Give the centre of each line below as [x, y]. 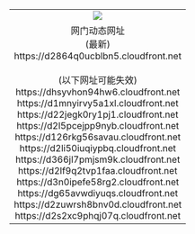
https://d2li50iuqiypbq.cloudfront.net [98, 148]
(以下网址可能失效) [97, 80]
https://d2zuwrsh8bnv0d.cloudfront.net [98, 204]
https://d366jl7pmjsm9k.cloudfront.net [97, 159]
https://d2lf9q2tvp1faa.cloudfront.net [97, 170]
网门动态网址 [98, 31]
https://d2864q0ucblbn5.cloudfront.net [98, 56]
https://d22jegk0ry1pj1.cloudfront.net [97, 114]
